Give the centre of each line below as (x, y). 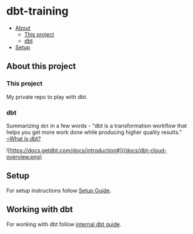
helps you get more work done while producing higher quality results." (94, 132)
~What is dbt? (24, 138)
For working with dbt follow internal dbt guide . (64, 224)
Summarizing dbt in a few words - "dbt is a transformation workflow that (96, 125)
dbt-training (37, 11)
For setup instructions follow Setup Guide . (59, 190)
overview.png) (24, 156)
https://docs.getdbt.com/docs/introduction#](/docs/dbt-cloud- (88, 150)
